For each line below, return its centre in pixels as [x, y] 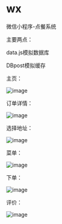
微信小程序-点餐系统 [31, 26]
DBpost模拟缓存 [26, 65]
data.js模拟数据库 [28, 52]
